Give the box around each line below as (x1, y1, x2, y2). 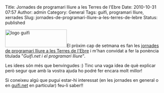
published (5, 20, 26, 25)
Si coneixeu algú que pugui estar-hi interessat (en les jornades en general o (5, 77, 159, 83)
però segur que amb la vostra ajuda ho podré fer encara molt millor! (5, 68, 143, 73)
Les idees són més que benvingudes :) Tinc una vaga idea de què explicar (5, 63, 156, 68)
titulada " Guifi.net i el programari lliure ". (5, 53, 86, 59)
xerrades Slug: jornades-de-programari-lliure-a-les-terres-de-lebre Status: (5, 15, 158, 20)
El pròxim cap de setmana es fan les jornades (66, 43, 159, 48)
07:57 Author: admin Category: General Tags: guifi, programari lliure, (5, 9, 144, 15)
